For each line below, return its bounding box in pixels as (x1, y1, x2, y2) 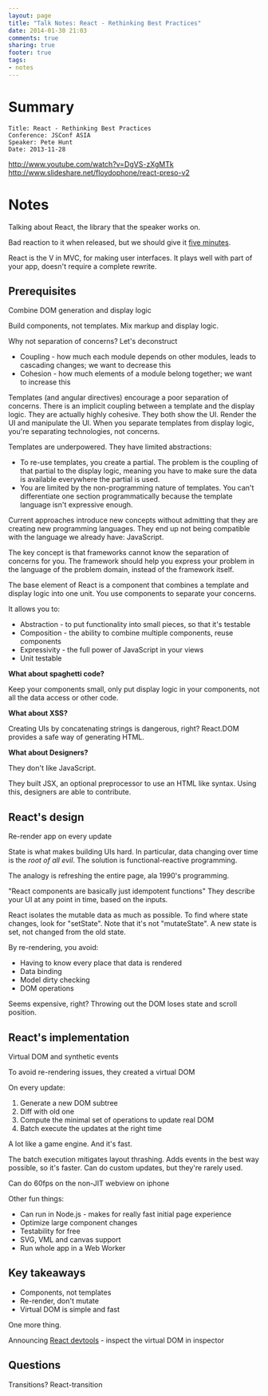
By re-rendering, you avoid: (8, 943, 99, 952)
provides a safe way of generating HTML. (8, 732, 145, 742)
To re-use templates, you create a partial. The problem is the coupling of (19, 458, 258, 467)
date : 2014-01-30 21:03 (8, 26, 88, 34)
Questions (8, 1359, 61, 1372)
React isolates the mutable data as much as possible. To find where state (8, 910, 249, 920)
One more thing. (8, 1319, 62, 1329)
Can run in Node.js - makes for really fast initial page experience (19, 1209, 232, 1219)
